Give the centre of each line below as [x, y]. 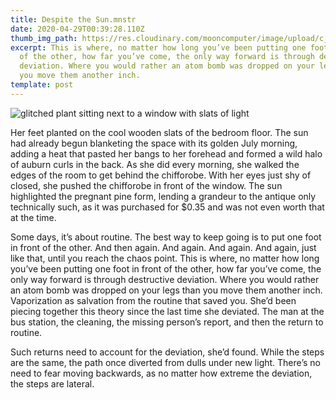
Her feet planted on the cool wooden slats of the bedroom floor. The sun [159, 132]
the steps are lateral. [52, 383]
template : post [42, 85]
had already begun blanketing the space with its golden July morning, [154, 143]
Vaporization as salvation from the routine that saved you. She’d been [153, 300]
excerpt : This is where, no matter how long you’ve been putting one [158, 47]
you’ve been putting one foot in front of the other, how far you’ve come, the [166, 268]
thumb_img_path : [44, 38]
